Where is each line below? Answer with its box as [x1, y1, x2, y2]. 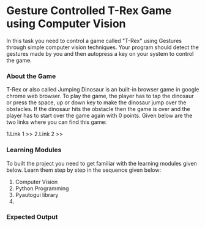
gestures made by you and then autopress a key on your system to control [6, 50, 194, 57]
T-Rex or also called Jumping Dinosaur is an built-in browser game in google [6, 86, 199, 93]
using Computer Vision [6, 17, 127, 31]
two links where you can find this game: [6, 118, 107, 126]
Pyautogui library [15, 191, 59, 198]
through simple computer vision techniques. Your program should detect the [6, 44, 199, 51]
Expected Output [6, 213, 58, 221]
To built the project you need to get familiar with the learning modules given [6, 160, 197, 167]
